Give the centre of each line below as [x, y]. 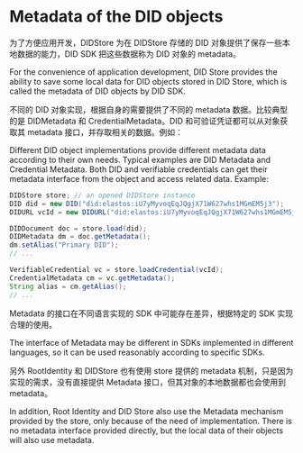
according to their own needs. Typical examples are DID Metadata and [140, 159]
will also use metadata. [52, 439]
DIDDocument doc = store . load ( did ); [78, 228]
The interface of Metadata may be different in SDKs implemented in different [151, 342]
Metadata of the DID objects [116, 17]
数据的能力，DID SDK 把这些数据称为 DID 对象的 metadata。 [129, 54]
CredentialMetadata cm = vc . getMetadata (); [92, 278]
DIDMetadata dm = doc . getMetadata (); [80, 237]
